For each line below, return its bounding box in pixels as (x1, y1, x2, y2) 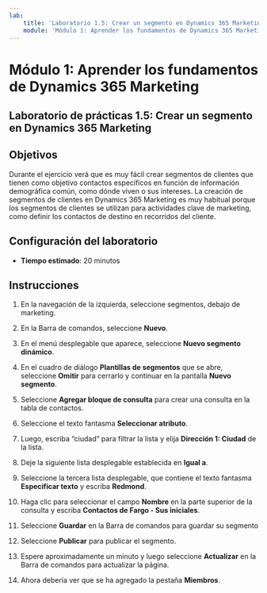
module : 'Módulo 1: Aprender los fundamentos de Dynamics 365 (23, 26, 233, 34)
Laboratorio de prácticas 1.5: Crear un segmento (9, 109, 253, 122)
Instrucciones (9, 279, 79, 292)
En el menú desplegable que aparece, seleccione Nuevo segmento (20, 339, 241, 348)
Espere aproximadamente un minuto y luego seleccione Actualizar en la (20, 552, 257, 561)
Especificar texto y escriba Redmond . (20, 482, 147, 491)
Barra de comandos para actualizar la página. (20, 560, 170, 570)
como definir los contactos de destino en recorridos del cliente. (9, 211, 216, 221)
